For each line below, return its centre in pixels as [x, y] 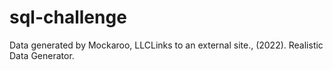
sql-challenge [68, 17]
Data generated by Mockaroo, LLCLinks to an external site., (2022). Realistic [166, 45]
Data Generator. [42, 55]
